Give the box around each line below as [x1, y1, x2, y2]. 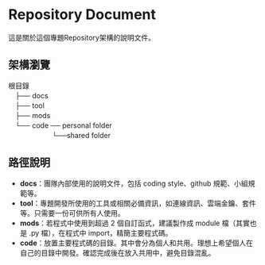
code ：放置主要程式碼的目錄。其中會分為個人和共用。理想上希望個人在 [19, 238, 253, 248]
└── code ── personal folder [14, 121, 113, 130]
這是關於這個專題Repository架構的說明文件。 [8, 33, 155, 42]
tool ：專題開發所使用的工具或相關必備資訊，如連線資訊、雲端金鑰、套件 [19, 198, 256, 208]
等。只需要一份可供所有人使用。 [19, 208, 125, 217]
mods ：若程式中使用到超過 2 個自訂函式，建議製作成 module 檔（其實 [19, 218, 251, 228]
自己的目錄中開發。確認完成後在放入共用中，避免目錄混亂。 [19, 248, 216, 257]
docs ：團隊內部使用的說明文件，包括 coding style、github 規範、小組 [19, 179, 248, 188]
